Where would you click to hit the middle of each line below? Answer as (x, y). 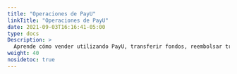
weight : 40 (23, 54)
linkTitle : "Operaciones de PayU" (58, 20)
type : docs (23, 33)
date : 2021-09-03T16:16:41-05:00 (56, 27)
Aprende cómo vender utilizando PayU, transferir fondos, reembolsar (118, 47)
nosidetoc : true (31, 60)
